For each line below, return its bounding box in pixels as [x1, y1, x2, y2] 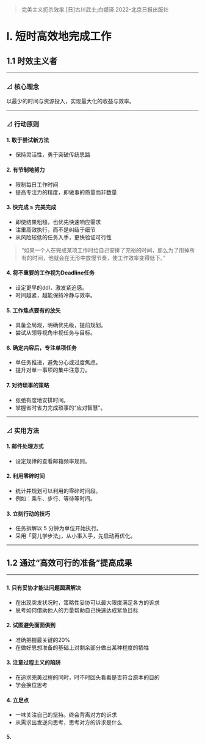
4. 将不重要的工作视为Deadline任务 [6, 269, 95, 276]
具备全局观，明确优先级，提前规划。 [15, 322, 107, 329]
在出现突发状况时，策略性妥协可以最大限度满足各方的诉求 [15, 599, 160, 606]
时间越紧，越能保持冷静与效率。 [15, 292, 96, 299]
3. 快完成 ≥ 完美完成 [6, 204, 57, 211]
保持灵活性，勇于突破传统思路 [15, 151, 90, 158]
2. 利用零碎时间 [6, 472, 45, 480]
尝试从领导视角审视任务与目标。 [15, 329, 96, 336]
